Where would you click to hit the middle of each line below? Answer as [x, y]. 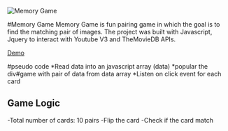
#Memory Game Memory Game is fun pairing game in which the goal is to [114, 24]
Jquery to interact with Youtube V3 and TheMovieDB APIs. [92, 39]
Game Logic [34, 103]
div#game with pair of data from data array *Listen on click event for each [114, 74]
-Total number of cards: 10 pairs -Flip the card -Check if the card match [110, 120]
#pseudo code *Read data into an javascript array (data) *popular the [108, 66]
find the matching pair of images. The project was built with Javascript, [110, 32]
